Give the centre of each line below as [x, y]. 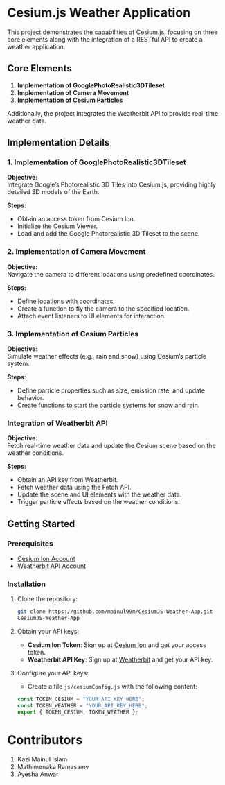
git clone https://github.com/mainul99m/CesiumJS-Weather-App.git [115, 612]
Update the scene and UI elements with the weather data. [99, 494]
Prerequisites [30, 544]
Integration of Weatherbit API [58, 423]
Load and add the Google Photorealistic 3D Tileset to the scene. [108, 234]
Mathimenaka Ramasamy [53, 766]
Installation [27, 584]
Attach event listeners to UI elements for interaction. [91, 316]
